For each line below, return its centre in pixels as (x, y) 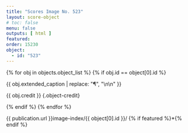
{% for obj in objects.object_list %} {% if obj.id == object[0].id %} (86, 72)
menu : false (21, 28)
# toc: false (22, 22)
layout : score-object (33, 17)
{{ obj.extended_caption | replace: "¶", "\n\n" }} (64, 84)
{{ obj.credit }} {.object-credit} (43, 95)
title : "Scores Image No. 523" (45, 12)
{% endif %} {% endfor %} (39, 106)
